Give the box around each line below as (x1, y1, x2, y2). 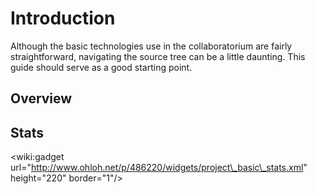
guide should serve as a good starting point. (10, 61, 193, 73)
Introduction (10, 7, 116, 30)
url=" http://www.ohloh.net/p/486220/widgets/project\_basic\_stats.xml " (10, 162, 308, 174)
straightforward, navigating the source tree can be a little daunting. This (10, 50, 306, 62)
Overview (10, 90, 73, 107)
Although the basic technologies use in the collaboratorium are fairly (10, 40, 293, 52)
